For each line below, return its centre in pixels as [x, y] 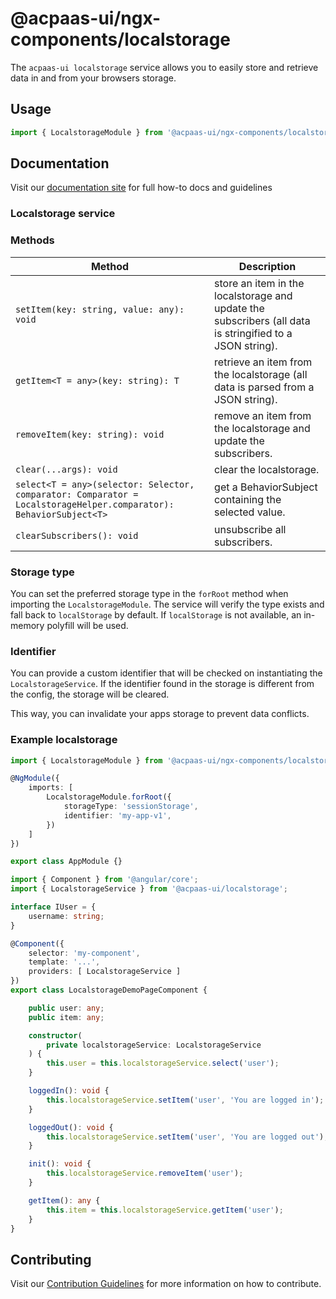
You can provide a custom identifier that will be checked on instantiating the [166, 673]
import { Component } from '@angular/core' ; [104, 880]
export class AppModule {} [66, 862]
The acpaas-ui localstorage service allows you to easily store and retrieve [164, 67]
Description [267, 266]
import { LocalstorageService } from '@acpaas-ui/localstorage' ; [149, 889]
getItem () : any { [64, 1200]
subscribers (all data [262, 320]
